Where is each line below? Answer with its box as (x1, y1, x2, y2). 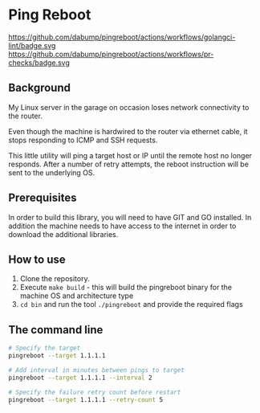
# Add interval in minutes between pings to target (8, 366, 185, 374)
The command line (8, 323, 104, 337)
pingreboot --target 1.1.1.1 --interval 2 (8, 374, 152, 382)
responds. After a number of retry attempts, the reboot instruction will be (8, 159, 249, 169)
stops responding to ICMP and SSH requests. (8, 135, 158, 145)
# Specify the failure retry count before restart (8, 388, 181, 396)
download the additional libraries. (8, 229, 119, 239)
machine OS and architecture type (19, 291, 134, 301)
